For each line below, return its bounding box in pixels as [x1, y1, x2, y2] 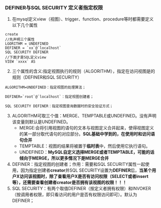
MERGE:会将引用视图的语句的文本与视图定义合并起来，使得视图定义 [19, 125, 154, 131]
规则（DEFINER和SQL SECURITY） [12, 74, 82, 80]
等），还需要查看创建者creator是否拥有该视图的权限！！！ [12, 179, 127, 185]
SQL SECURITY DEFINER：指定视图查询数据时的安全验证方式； [5, 104, 114, 109]
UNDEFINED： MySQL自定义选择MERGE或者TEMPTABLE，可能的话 [19, 149, 155, 155]
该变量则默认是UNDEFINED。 [12, 119, 71, 125]
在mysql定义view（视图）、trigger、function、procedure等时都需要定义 [12, 16, 154, 22]
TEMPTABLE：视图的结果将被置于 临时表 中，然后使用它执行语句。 [19, 143, 150, 149]
